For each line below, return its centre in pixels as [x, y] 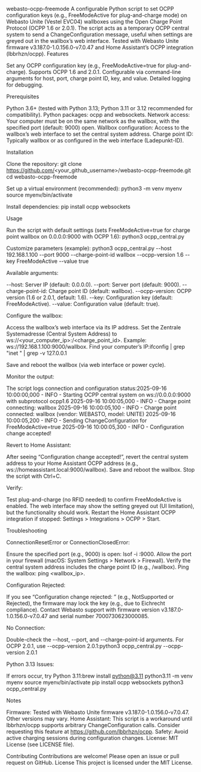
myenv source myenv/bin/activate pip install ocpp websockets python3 [95, 682]
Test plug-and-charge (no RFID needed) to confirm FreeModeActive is [94, 500]
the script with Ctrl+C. [34, 476]
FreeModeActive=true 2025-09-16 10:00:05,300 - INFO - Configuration [95, 427]
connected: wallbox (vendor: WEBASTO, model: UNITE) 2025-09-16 [91, 414]
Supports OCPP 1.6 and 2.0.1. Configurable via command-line [105, 72]
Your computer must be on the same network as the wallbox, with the [93, 121]
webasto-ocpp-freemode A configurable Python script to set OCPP [90, 9]
